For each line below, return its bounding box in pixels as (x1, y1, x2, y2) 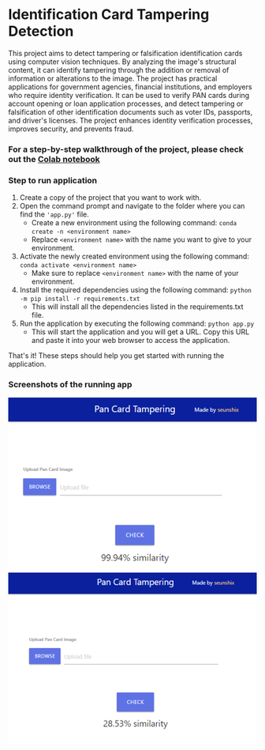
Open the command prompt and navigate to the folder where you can (19, 202, 245, 211)
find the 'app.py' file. (19, 209, 89, 219)
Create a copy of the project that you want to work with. (19, 193, 202, 202)
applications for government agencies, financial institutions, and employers (8, 81, 252, 92)
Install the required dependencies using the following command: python (19, 285, 252, 295)
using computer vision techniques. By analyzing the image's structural (8, 57, 237, 66)
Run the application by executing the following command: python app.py (19, 318, 255, 329)
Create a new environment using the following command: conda (31, 218, 237, 228)
